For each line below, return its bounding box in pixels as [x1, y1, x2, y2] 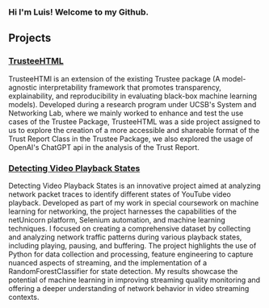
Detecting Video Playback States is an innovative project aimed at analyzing [8, 181, 261, 190]
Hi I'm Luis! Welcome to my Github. [8, 6, 149, 18]
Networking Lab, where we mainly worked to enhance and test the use [8, 108, 244, 118]
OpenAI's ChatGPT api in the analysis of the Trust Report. [8, 142, 200, 152]
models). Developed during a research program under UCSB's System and [8, 99, 257, 109]
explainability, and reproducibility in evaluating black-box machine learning [8, 91, 257, 101]
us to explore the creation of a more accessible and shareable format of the [8, 125, 260, 135]
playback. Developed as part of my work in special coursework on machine [8, 198, 259, 207]
